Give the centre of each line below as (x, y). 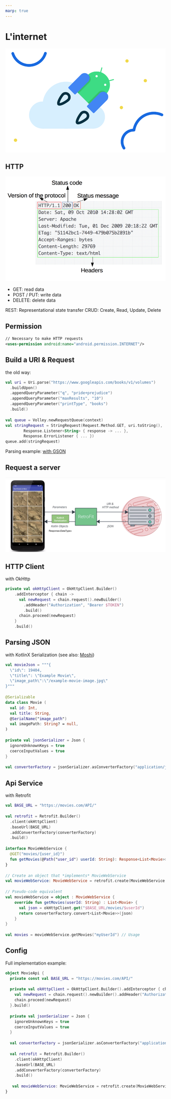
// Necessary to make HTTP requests (44, 339)
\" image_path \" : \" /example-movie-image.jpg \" (59, 681)
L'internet (26, 37)
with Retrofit (18, 795)
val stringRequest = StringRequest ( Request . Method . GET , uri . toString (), (84, 425)
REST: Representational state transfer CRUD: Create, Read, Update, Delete (83, 310)
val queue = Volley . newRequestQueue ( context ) (54, 420)
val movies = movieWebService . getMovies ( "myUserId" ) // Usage (73, 935)
